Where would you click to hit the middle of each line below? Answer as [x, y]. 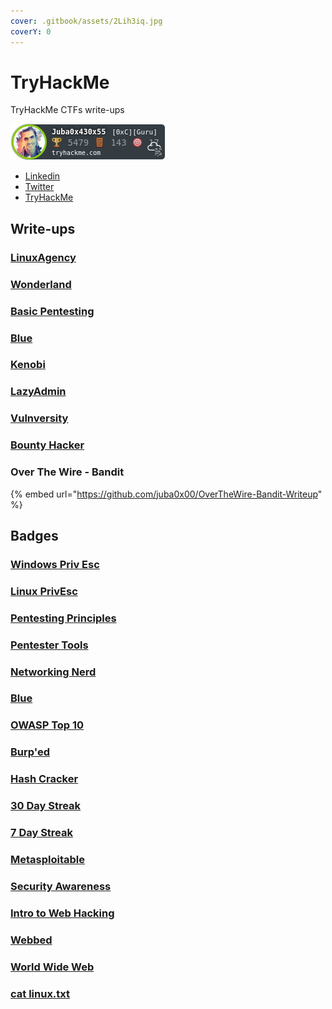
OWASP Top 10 [47, 725]
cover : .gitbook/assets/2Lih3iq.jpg [86, 21]
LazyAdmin [38, 392]
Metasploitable [47, 859]
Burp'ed [30, 752]
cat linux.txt [40, 993]
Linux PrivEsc [44, 591]
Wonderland [41, 284]
